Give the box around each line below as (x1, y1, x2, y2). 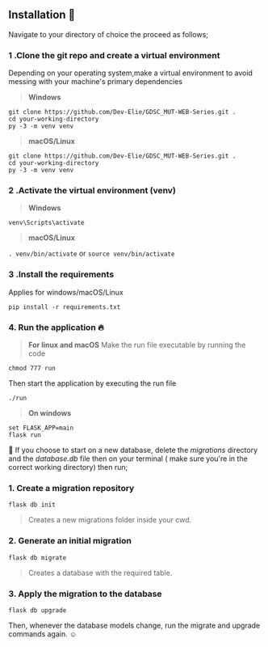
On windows (27, 408, 71, 417)
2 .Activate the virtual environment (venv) (8, 185, 176, 197)
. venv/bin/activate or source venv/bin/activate (8, 248, 175, 259)
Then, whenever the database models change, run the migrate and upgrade (8, 620, 261, 630)
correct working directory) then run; (8, 463, 128, 472)
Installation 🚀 (8, 8, 76, 22)
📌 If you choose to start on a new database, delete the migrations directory (8, 446, 258, 455)
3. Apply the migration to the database (8, 588, 163, 599)
